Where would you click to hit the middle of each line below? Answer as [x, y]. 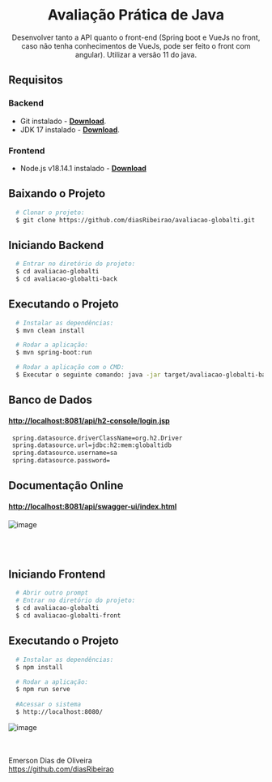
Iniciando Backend [56, 245]
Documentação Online [66, 486]
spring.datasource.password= [61, 461]
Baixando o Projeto [57, 193]
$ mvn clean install [50, 330]
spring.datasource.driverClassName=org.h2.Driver [97, 438]
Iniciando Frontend [57, 575]
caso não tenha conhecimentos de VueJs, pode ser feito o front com [136, 45]
